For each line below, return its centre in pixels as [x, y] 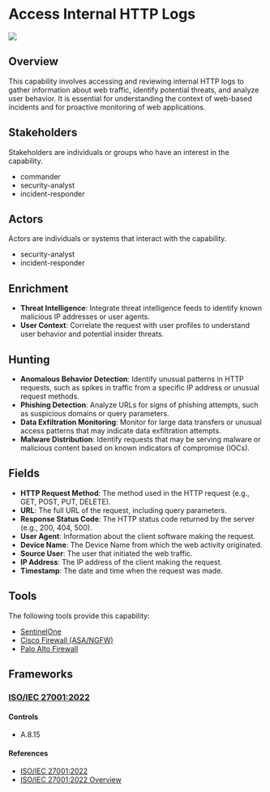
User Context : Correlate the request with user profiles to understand [135, 325]
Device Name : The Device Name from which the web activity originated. [141, 544]
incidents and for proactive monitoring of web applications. [107, 107]
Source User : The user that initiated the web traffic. [106, 553]
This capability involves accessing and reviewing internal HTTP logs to [126, 81]
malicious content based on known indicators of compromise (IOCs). [135, 448]
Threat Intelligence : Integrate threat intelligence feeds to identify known [141, 308]
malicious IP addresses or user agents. [85, 316]
